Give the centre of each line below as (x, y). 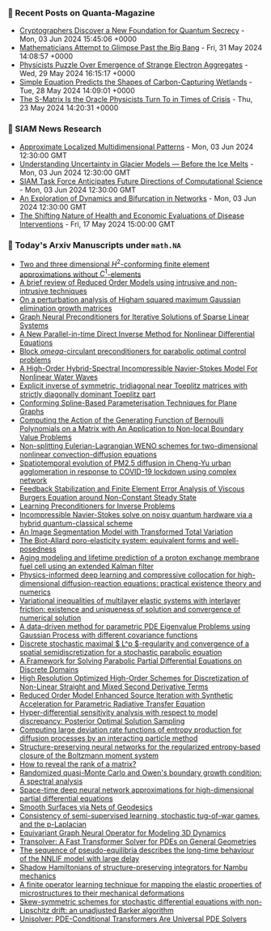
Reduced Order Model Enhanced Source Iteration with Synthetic (126, 695)
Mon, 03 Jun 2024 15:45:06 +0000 (78, 39)
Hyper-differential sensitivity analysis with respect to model (119, 712)
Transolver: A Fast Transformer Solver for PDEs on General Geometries (138, 842)
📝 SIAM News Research (55, 129)
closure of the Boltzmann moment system (89, 755)
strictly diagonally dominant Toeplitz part (87, 394)
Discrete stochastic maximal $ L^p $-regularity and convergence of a (134, 644)
